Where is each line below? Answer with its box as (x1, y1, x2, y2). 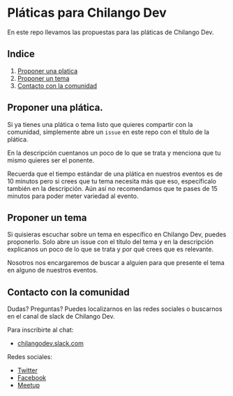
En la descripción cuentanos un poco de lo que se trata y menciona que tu (7, 148, 221, 157)
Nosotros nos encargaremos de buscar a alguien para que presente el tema (7, 259, 225, 267)
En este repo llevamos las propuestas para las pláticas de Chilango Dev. (7, 28, 214, 36)
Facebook (17, 374, 47, 382)
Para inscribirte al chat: (7, 326, 74, 334)
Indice (7, 48, 35, 60)
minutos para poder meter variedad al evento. (7, 192, 139, 200)
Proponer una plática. (7, 102, 103, 114)
